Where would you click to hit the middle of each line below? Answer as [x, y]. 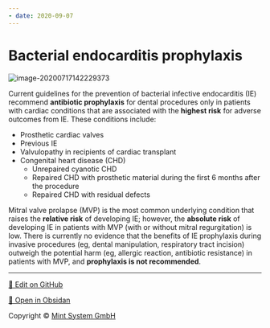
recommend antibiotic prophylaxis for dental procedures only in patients [129, 102]
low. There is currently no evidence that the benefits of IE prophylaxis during [135, 236]
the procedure [55, 186]
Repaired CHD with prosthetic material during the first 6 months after [146, 177]
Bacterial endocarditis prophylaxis [125, 55]
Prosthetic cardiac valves [62, 134]
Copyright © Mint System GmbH [62, 315]
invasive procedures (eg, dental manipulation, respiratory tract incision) [127, 244]
